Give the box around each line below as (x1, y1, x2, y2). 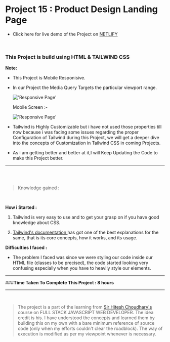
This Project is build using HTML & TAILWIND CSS (5, 53, 130, 60)
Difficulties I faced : (5, 244, 47, 251)
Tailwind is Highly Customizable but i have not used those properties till (12, 124, 162, 130)
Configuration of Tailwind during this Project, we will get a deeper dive (12, 135, 159, 141)
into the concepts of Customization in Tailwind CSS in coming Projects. (12, 140, 161, 146)
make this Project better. (12, 155, 64, 161)
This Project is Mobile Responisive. (12, 75, 86, 81)
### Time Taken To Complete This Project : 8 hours (5, 280, 114, 286)
